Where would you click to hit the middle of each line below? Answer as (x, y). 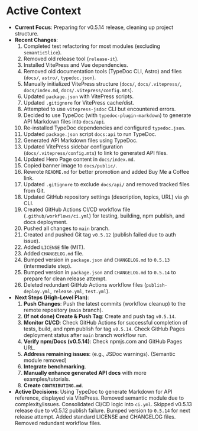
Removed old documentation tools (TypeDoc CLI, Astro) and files (103, 71)
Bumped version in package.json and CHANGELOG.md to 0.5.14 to (100, 272)
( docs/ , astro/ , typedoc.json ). (60, 77)
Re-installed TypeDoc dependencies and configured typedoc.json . (105, 128)
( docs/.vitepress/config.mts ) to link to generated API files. (96, 153)
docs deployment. (46, 222)
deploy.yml (37, 291)
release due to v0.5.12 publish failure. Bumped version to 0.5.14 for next (102, 410)
